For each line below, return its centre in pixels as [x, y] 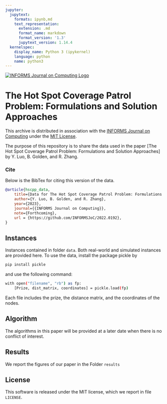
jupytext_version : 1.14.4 [45, 43]
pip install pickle [25, 265]
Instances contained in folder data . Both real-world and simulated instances [83, 250]
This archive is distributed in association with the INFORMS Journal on [77, 131]
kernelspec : [22, 47]
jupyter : [14, 10]
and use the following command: [39, 275]
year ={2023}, [28, 204]
